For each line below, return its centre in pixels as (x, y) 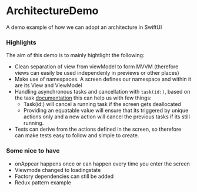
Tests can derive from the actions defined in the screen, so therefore (98, 129)
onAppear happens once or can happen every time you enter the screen (102, 164)
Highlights (21, 42)
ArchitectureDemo (52, 11)
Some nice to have (33, 151)
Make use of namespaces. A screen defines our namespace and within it (103, 79)
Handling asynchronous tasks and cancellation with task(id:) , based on (102, 92)
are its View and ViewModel (48, 85)
